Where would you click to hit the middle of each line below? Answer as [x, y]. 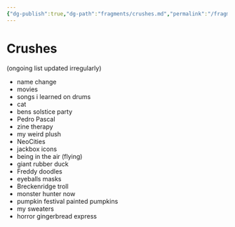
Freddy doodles [39, 171]
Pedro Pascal [36, 119]
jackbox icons [37, 149]
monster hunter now [46, 193]
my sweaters [35, 209]
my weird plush [39, 134]
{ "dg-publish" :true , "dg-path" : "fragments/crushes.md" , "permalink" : [107, 14]
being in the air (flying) [49, 156]
